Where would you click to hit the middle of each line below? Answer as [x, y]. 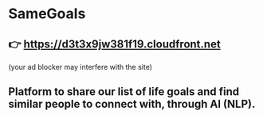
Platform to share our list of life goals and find [124, 92]
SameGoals [47, 14]
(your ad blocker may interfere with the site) [80, 67]
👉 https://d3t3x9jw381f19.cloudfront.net [114, 44]
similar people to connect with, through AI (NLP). [132, 104]
